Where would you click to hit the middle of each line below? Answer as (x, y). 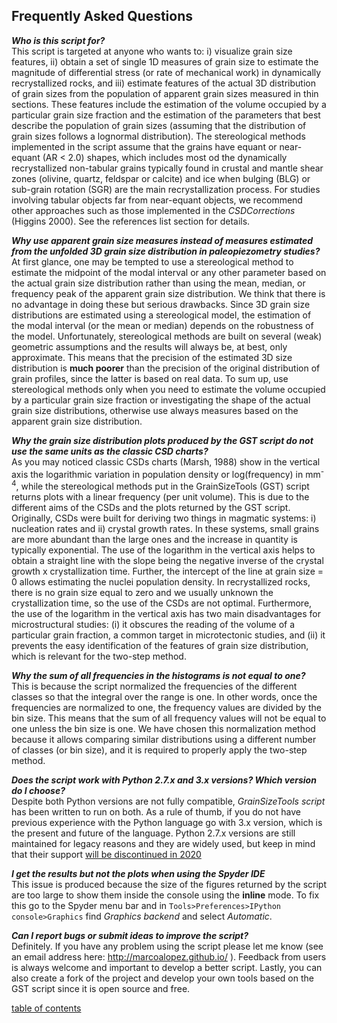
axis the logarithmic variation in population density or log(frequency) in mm (166, 474)
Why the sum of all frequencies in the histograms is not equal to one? (158, 676)
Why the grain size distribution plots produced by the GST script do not (162, 440)
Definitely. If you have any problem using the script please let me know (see (167, 946)
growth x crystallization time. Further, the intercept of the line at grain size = (167, 571)
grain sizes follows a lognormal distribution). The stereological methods (158, 136)
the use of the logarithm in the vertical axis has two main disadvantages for (166, 614)
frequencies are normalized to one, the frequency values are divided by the (166, 708)
